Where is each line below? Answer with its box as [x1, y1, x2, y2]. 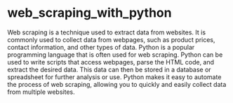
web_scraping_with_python [7, 5, 172, 21]
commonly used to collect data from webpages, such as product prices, [7, 35, 215, 43]
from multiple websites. [7, 88, 75, 96]
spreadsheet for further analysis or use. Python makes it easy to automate [7, 72, 222, 81]
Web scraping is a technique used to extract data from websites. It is [7, 28, 206, 36]
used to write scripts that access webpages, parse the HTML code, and [7, 57, 215, 66]
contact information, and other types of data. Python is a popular [7, 43, 195, 51]
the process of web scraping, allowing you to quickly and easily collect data [7, 80, 227, 88]
